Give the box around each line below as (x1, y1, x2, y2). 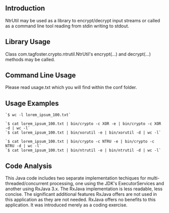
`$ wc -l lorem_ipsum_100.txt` (5, 112, 71, 118)
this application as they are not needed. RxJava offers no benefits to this (5, 197, 156, 203)
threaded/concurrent (5, 181, 49, 187)
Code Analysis (5, 161, 52, 170)
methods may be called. (5, 56, 55, 62)
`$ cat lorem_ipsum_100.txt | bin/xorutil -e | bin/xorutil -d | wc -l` (5, 130, 161, 136)
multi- (147, 175, 160, 181)
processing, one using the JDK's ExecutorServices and (49, 181, 164, 187)
